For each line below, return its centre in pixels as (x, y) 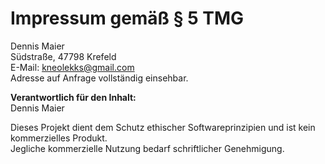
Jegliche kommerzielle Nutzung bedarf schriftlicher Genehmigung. (147, 148)
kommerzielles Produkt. (59, 138)
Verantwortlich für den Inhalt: (73, 97)
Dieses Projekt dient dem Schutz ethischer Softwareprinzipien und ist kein (163, 127)
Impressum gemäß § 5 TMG (127, 18)
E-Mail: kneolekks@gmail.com (72, 67)
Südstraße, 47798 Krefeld (63, 56)
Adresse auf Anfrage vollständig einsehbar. (99, 78)
